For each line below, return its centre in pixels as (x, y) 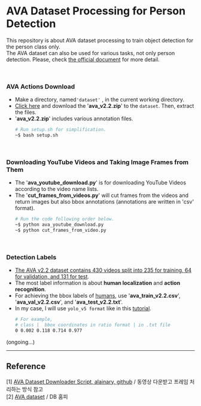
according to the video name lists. (57, 189)
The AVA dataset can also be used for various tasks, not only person (91, 53)
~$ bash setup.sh (36, 135)
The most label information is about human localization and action (98, 283)
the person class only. (33, 47)
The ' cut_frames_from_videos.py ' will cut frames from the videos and (102, 195)
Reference (26, 366)
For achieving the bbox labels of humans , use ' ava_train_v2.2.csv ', (98, 296)
